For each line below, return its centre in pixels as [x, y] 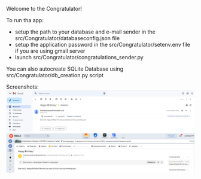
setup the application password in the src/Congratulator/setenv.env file [102, 45]
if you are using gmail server [50, 51]
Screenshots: [22, 87]
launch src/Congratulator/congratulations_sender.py [79, 57]
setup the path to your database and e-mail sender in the [85, 32]
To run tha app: [25, 20]
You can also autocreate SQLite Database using [65, 69]
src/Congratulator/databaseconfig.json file [67, 38]
